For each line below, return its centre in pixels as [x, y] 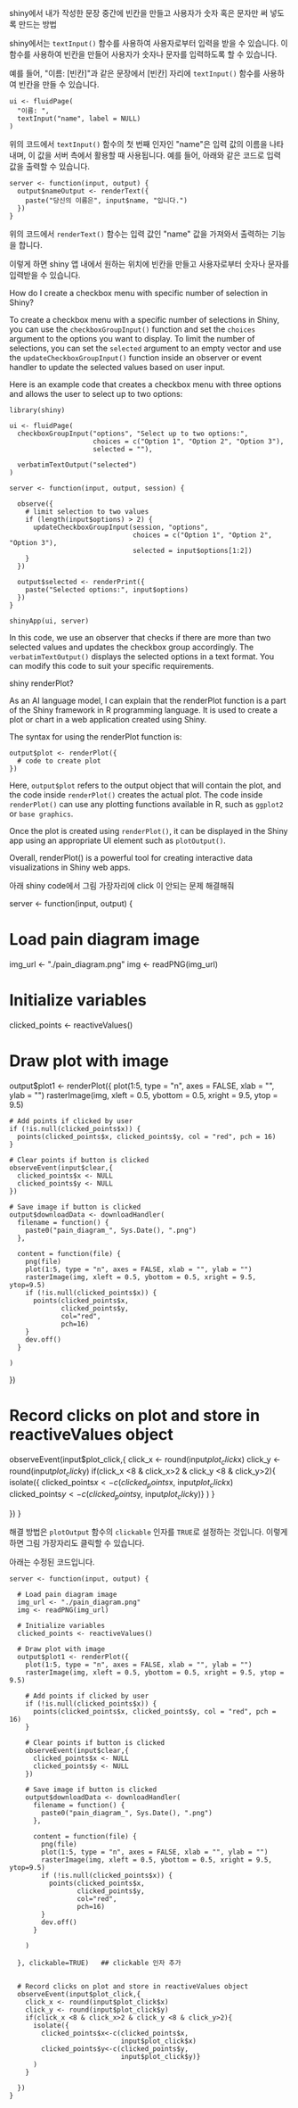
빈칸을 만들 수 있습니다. [59, 84]
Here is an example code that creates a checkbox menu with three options [145, 384]
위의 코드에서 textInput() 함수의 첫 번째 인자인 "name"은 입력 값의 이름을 [138, 144]
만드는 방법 [38, 24]
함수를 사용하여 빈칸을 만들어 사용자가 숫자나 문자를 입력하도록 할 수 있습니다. [143, 54]
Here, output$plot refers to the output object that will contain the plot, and [145, 785]
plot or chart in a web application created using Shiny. [108, 719]
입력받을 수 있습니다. [45, 275]
